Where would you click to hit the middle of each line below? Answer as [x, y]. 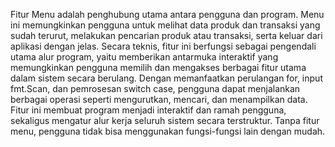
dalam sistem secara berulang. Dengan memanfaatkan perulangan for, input [166, 78]
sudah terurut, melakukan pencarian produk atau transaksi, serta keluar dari [166, 35]
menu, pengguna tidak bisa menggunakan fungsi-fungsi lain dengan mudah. [168, 131]
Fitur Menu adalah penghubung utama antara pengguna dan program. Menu [167, 14]
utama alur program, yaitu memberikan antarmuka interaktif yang [144, 57]
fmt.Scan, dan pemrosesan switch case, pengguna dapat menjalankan [155, 88]
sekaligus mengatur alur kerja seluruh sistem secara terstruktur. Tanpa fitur [165, 120]
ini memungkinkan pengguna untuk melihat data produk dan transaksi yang [165, 25]
